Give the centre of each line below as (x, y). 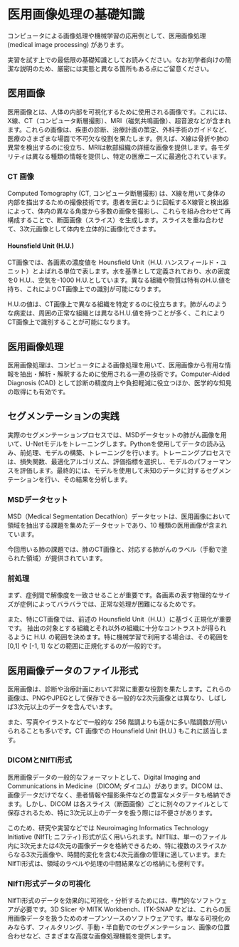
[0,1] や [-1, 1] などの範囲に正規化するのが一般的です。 (86, 646)
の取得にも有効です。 (38, 392)
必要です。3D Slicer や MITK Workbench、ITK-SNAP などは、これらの (122, 909)
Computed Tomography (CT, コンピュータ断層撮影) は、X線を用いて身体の (117, 194)
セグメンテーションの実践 (63, 416)
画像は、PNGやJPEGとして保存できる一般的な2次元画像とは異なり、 (108, 698)
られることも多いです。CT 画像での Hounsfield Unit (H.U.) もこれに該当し (115, 731)
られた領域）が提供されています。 (57, 558)
